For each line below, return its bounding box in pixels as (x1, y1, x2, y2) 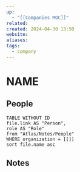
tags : (6, 43, 20, 49)
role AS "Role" (6, 125, 45, 131)
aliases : (6, 37, 28, 43)
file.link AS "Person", (6, 120, 67, 126)
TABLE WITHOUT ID (6, 115, 50, 121)
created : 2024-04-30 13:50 (6, 26, 75, 32)
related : (6, 20, 28, 26)
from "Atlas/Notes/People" (6, 131, 75, 137)
